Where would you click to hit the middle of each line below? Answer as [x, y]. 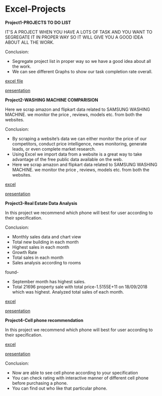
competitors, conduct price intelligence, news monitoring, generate [80, 144]
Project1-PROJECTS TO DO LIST [38, 22]
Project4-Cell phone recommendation [44, 320]
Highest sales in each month [41, 247]
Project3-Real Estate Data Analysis [41, 203]
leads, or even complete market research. [54, 149]
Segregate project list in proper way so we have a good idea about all [81, 61]
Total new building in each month [45, 242]
